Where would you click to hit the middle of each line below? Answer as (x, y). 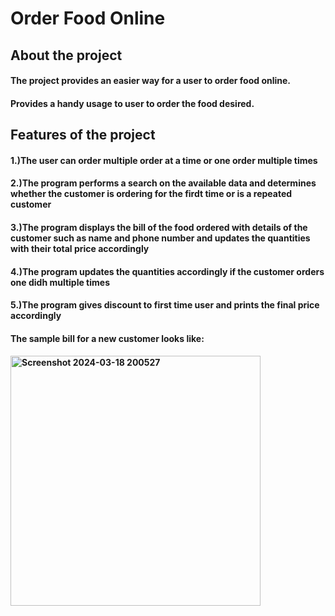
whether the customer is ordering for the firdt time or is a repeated (151, 194)
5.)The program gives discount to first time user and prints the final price (165, 305)
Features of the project (83, 135)
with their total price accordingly (80, 248)
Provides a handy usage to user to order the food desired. (132, 103)
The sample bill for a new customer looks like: (107, 338)
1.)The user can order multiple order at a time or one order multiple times (164, 160)
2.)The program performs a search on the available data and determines (163, 183)
